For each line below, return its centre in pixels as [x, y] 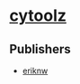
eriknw [35, 70]
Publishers [40, 49]
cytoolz [38, 16]
